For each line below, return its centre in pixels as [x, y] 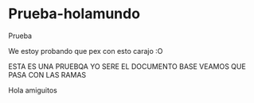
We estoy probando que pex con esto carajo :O [86, 51]
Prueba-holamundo [74, 14]
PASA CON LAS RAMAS [47, 74]
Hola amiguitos [33, 90]
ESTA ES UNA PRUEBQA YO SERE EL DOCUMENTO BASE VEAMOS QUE [127, 66]
